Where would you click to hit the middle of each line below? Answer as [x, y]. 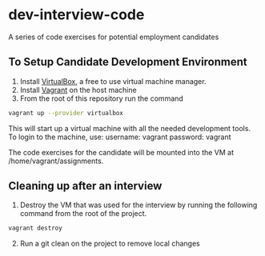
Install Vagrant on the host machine [78, 90]
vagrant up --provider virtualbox [66, 113]
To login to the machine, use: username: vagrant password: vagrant [120, 137]
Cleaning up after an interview [85, 186]
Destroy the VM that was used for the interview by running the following [139, 205]
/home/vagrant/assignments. [56, 161]
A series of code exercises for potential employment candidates [114, 37]
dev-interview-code [76, 15]
